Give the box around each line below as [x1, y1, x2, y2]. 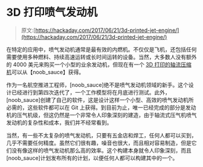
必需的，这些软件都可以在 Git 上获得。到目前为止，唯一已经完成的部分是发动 [6, 104, 196, 111]
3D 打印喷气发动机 [6, 5, 98, 19]
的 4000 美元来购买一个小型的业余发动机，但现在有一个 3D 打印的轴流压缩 [6, 61, 192, 68]
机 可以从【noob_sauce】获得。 [6, 68, 85, 75]
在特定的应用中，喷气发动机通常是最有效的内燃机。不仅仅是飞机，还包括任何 [6, 46, 197, 53]
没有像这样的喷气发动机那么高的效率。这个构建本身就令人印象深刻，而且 [11, 147, 192, 154]
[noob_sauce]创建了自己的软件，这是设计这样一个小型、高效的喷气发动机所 [6, 96, 194, 103]
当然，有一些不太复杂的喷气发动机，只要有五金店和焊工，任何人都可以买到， [6, 131, 197, 139]
